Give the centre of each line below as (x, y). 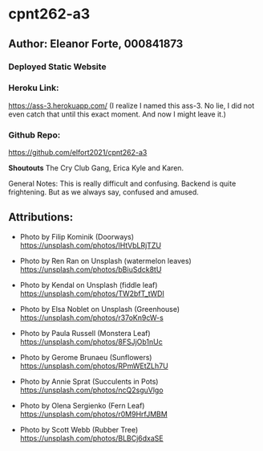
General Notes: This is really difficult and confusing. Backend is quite (122, 184)
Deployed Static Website (57, 67)
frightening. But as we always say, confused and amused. (103, 192)
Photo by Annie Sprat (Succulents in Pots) (89, 381)
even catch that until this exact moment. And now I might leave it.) (117, 114)
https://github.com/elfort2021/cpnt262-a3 (78, 153)
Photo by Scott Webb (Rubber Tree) (79, 429)
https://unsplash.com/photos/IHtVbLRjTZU (91, 245)
